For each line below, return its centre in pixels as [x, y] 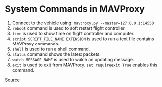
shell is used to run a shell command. [51, 49]
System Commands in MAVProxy [75, 9]
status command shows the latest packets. [56, 54]
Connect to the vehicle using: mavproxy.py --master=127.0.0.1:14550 [83, 23]
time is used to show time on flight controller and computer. [73, 33]
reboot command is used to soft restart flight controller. [69, 28]
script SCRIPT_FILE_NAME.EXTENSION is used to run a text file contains [83, 39]
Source [12, 80]
